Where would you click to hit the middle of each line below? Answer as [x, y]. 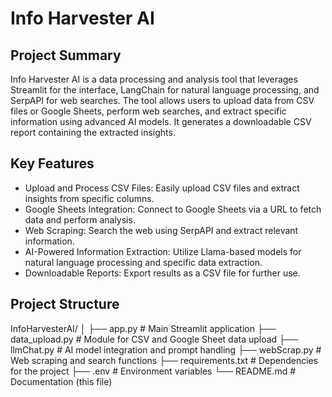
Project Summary [66, 55]
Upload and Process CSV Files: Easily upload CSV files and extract [162, 188]
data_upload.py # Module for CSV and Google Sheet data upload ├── [154, 339]
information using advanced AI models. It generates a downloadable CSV [161, 121]
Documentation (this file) [61, 381]
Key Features [52, 163]
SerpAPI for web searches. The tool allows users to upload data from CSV [162, 100]
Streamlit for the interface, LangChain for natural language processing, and [165, 90]
